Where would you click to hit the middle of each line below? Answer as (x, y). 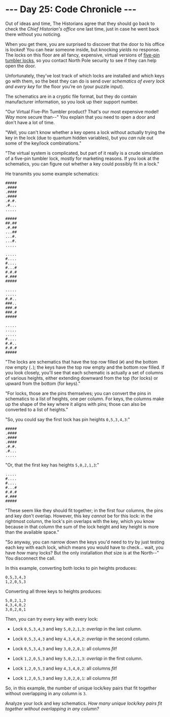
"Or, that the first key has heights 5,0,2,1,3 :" (52, 465)
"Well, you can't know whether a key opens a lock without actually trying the (85, 132)
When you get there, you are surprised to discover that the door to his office (85, 44)
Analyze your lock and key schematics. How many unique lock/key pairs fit (84, 703)
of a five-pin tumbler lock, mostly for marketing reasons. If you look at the (82, 158)
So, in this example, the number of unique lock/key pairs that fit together (81, 688)
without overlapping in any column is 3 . (46, 693)
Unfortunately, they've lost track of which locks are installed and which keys (85, 75)
